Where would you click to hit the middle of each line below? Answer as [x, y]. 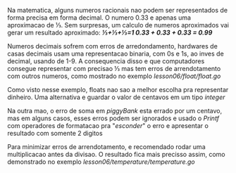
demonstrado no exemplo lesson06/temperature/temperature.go [101, 162]
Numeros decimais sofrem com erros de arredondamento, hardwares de [113, 46]
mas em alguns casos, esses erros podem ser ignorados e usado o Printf [113, 118]
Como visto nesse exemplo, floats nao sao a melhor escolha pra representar [118, 90]
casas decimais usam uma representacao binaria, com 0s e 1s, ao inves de [116, 53]
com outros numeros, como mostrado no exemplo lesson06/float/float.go [114, 76]
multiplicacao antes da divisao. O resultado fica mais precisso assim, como [116, 154]
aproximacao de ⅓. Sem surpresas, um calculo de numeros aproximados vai [118, 25]
